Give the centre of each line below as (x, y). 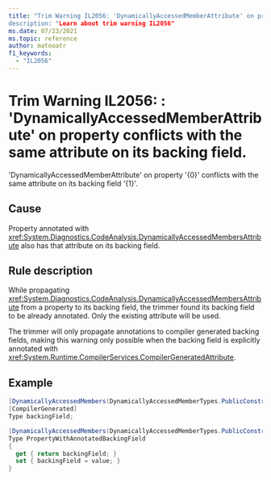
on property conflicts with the (140, 135)
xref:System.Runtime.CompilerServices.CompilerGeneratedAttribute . (122, 357)
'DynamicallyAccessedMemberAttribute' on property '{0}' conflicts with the (133, 175)
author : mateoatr (38, 46)
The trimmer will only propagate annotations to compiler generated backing (134, 331)
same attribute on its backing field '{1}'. (73, 183)
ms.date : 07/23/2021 (43, 31)
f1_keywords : (30, 53)
